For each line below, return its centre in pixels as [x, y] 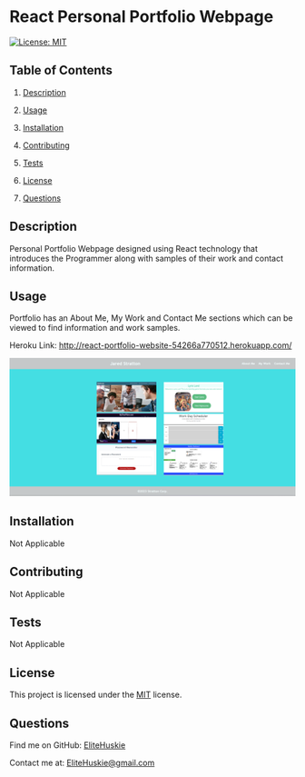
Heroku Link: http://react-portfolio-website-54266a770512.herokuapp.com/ [151, 345]
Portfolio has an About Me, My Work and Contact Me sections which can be [151, 318]
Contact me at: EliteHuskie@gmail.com [82, 763]
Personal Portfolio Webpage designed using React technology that [134, 248]
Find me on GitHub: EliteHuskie [68, 745]
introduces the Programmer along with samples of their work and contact [147, 258]
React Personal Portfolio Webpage [142, 17]
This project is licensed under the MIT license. [96, 695]
